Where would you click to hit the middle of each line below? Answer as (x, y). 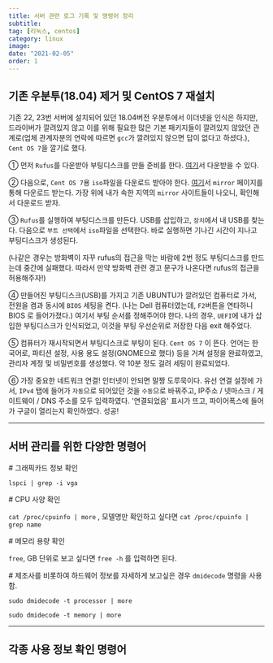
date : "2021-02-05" (41, 54)
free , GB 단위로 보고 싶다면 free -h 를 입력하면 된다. (93, 558)
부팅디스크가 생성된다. (43, 240)
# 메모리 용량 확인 (37, 540)
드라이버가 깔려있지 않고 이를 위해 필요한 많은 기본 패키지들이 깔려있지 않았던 (130, 128)
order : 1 (23, 62)
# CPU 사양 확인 (35, 499)
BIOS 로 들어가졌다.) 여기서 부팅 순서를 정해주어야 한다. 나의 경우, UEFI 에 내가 (131, 315)
